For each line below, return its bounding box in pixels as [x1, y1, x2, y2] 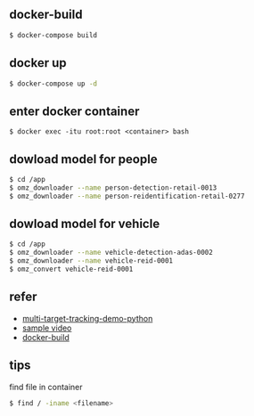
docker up [9, 55, 67, 70]
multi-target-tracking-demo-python [21, 313, 153, 323]
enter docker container [9, 103, 140, 118]
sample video [21, 322, 72, 333]
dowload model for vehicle [9, 216, 160, 232]
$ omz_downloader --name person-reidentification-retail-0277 [9, 192, 245, 200]
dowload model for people [9, 151, 158, 167]
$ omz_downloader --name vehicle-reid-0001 [9, 257, 174, 265]
